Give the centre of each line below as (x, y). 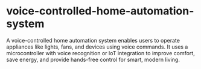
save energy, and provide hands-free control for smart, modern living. (93, 59)
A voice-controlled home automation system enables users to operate (93, 40)
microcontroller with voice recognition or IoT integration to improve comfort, (101, 53)
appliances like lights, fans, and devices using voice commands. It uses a (97, 47)
